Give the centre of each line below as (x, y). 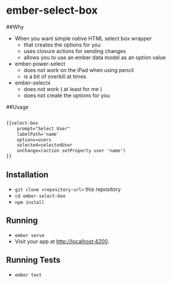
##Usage (17, 107)
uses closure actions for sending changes (75, 51)
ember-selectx (33, 83)
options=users (34, 140)
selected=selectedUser (45, 145)
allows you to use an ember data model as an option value (95, 57)
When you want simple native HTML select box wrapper (83, 38)
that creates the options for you (62, 45)
